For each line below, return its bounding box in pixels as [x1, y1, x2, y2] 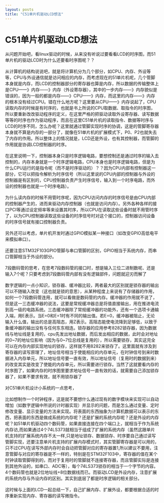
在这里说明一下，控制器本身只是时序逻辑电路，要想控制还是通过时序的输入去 [5, 153, 159, 159]
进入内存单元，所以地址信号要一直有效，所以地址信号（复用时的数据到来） [9, 355, 159, 361]
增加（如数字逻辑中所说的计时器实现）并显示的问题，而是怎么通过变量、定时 [5, 403, 159, 408]
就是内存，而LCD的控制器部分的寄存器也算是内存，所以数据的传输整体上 [13, 81, 159, 87]
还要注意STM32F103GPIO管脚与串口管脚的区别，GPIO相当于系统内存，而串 [5, 248, 157, 253]
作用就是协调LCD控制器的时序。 [5, 142, 69, 148]
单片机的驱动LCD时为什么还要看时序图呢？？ [5, 57, 95, 63]
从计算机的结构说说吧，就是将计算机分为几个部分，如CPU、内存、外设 [5, 69, 147, 75]
